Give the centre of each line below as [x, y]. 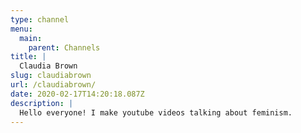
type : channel [40, 19]
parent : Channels [64, 47]
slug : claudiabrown [51, 76]
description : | [42, 103]
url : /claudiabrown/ [53, 85]
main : [31, 38]
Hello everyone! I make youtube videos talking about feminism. [156, 112]
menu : [21, 29]
